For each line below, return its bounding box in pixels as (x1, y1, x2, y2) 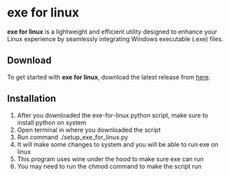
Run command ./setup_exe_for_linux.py (16, 132, 128, 141)
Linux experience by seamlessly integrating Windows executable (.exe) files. (7, 34, 224, 43)
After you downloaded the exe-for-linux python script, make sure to (16, 111, 208, 119)
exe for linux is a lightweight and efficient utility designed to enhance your (7, 27, 218, 36)
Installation (7, 93, 56, 104)
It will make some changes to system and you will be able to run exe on (16, 140, 218, 148)
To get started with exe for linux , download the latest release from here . (7, 73, 211, 81)
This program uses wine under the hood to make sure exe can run (16, 154, 204, 163)
